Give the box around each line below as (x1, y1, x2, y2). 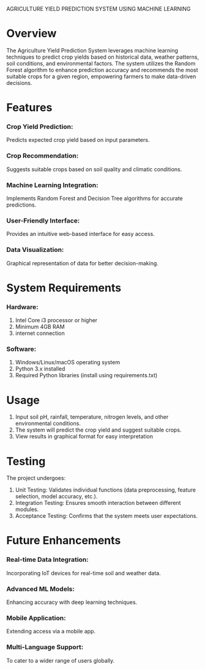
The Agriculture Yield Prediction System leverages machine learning (6, 46, 179, 54)
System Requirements (6, 281, 121, 295)
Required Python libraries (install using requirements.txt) (15, 372, 158, 379)
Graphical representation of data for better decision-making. (6, 259, 159, 267)
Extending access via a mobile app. (6, 628, 96, 635)
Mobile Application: (6, 614, 66, 622)
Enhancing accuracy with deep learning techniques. (6, 598, 138, 606)
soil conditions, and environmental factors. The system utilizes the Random (6, 59, 196, 67)
